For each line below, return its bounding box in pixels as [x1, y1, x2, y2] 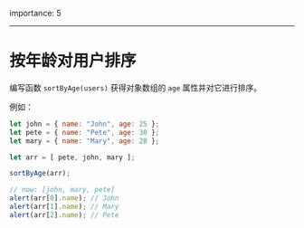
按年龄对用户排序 [9, 51, 138, 71]
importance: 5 [9, 8, 62, 18]
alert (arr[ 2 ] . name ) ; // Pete [9, 210, 119, 220]
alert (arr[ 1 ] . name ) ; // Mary [9, 203, 119, 212]
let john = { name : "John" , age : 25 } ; [9, 119, 160, 128]
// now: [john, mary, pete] [9, 185, 116, 195]
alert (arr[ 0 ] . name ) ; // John [9, 194, 119, 203]
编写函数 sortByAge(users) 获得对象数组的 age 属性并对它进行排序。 [9, 81, 262, 93]
